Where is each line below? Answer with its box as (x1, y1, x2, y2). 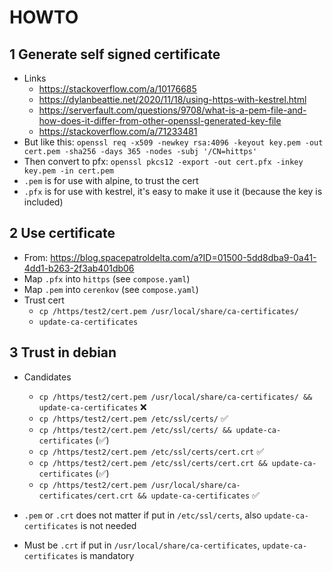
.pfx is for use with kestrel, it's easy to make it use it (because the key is (23, 186, 323, 197)
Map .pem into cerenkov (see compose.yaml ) (23, 283, 199, 295)
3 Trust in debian (9, 344, 117, 361)
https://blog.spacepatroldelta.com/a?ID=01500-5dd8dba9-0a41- (50, 251, 317, 263)
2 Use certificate (9, 225, 116, 242)
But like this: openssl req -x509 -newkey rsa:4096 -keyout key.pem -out (23, 136, 324, 148)
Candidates (23, 371, 72, 383)
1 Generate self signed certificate (9, 46, 221, 63)
